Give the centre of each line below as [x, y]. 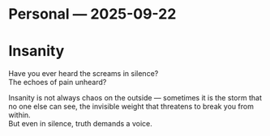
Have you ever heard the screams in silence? [84, 74]
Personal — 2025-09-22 [92, 14]
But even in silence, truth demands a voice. [80, 124]
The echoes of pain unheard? [58, 83]
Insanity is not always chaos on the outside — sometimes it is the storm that [135, 98]
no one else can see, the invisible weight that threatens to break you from [131, 107]
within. [19, 115]
